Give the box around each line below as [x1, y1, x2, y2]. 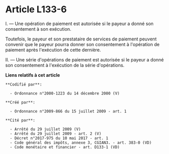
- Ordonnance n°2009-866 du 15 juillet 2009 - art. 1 [10, 108, 127, 114]
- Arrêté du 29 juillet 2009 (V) [10, 126, 81, 131]
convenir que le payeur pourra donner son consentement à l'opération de [5, 41, 160, 47]
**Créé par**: [5, 100, 36, 105]
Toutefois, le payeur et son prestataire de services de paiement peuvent [5, 36, 157, 42]
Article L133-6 [5, 4, 67, 15]
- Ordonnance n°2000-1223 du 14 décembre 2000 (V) [10, 91, 120, 96]
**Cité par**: [5, 118, 36, 123]
